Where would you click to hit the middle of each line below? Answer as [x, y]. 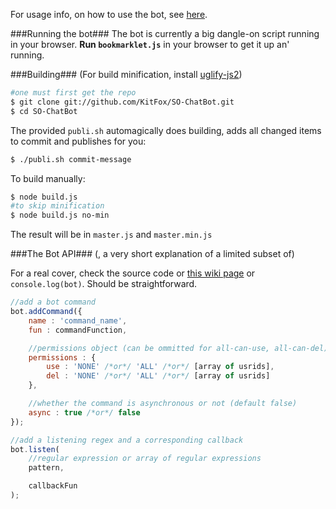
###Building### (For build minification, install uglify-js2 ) [126, 74]
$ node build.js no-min [60, 215]
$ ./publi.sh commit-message [71, 159]
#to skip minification [57, 206]
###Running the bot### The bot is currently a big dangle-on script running [165, 33]
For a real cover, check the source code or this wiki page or [133, 273]
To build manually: [48, 178]
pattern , [46, 468]
